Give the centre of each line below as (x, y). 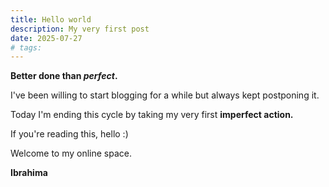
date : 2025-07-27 (46, 38)
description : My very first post (80, 29)
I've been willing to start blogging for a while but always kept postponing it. (165, 95)
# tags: (26, 47)
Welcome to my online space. (71, 153)
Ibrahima (29, 173)
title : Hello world (51, 19)
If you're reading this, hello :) (69, 134)
